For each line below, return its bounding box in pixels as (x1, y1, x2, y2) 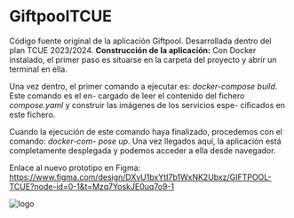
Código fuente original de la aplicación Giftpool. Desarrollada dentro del (9, 35, 273, 46)
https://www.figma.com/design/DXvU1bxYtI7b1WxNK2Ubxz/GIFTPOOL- (9, 171, 272, 183)
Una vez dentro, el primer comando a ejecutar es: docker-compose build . (9, 81, 278, 91)
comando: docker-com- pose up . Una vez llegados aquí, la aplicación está (9, 136, 282, 146)
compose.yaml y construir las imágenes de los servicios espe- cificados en (9, 99, 286, 110)
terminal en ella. (9, 64, 68, 74)
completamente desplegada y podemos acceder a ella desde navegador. (9, 144, 276, 156)
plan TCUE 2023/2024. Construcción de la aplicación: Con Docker (9, 44, 257, 55)
